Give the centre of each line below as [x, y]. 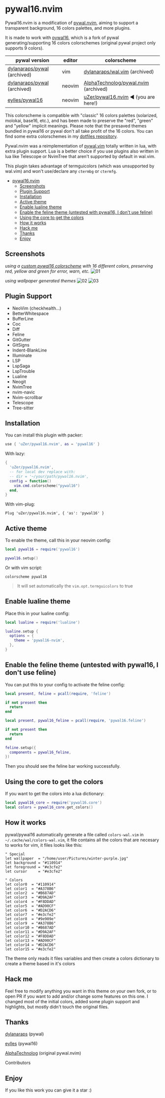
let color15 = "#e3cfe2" [30, 949]
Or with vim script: [24, 568]
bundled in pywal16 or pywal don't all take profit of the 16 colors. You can [79, 131]
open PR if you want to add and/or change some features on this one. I [77, 996]
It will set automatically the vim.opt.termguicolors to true [75, 586]
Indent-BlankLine [29, 350]
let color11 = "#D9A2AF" [30, 932]
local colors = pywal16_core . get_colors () [49, 807]
